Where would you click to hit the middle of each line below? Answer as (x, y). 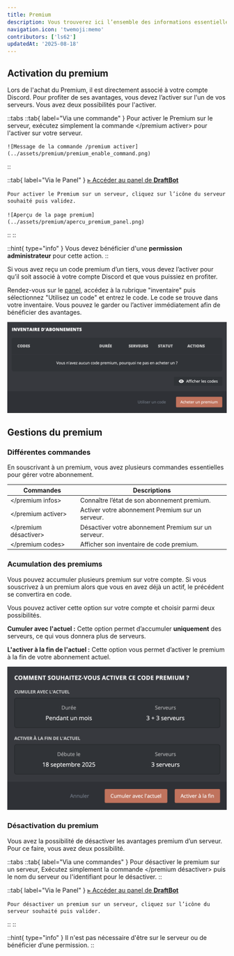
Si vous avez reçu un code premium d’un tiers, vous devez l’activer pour (110, 269)
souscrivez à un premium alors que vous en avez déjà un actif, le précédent (116, 587)
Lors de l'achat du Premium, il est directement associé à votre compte (108, 90)
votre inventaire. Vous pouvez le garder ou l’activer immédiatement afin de (114, 305)
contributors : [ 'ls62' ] (42, 37)
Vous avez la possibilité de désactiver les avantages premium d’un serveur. (115, 841)
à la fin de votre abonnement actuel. (59, 657)
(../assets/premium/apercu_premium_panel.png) (76, 222)
